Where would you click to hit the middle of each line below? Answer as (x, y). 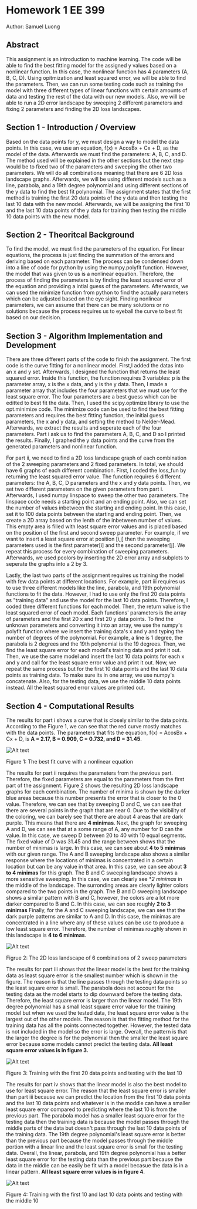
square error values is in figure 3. (47, 1050)
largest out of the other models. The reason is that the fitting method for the (98, 1019)
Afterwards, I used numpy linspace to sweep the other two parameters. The (97, 495)
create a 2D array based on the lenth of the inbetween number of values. (94, 521)
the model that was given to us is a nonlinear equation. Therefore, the (90, 274)
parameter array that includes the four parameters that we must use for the (97, 390)
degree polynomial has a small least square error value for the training (91, 1007)
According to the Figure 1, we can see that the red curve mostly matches (94, 726)
